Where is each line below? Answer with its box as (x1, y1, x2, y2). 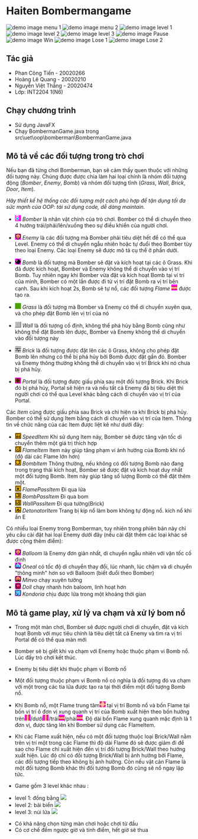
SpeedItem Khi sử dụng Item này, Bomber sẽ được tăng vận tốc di (22, 433, 182, 440)
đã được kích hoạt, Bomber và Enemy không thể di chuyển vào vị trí (14, 265, 180, 272)
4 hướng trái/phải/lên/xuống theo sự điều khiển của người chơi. (14, 222, 168, 229)
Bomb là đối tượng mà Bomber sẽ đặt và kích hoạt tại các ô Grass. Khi (22, 259, 193, 266)
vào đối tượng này (14, 335, 59, 342)
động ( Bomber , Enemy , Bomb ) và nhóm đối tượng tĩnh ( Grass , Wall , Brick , (6, 179, 186, 186)
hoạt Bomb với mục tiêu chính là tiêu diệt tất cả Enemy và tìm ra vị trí (14, 630, 182, 637)
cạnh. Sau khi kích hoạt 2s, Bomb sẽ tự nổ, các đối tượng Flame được (14, 285, 191, 292)
